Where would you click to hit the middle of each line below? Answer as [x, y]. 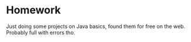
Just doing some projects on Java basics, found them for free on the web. [96, 26]
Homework [33, 10]
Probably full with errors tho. [41, 32]
